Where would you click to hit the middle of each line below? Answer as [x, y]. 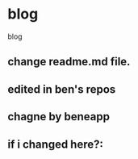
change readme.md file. [69, 62]
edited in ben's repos [62, 89]
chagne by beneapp [59, 117]
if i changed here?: [56, 144]
